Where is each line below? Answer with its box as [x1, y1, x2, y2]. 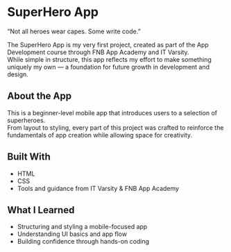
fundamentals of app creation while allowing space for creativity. [7, 131, 193, 139]
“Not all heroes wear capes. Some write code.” [7, 27, 141, 35]
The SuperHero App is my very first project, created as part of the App [7, 40, 209, 49]
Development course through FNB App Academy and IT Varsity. [7, 48, 189, 56]
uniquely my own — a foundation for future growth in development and [7, 62, 210, 71]
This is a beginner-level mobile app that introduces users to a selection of [7, 108, 218, 117]
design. [7, 70, 29, 78]
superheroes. [7, 116, 46, 124]
